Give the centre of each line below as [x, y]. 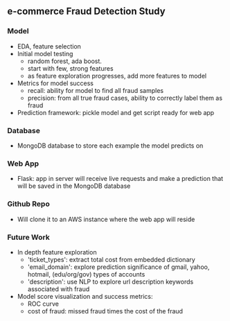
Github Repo [28, 204]
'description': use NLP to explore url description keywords [110, 281]
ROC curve [43, 304]
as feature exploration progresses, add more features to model [117, 76]
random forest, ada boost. [65, 61]
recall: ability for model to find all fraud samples [96, 90]
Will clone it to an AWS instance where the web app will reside [106, 219]
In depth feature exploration [57, 252]
